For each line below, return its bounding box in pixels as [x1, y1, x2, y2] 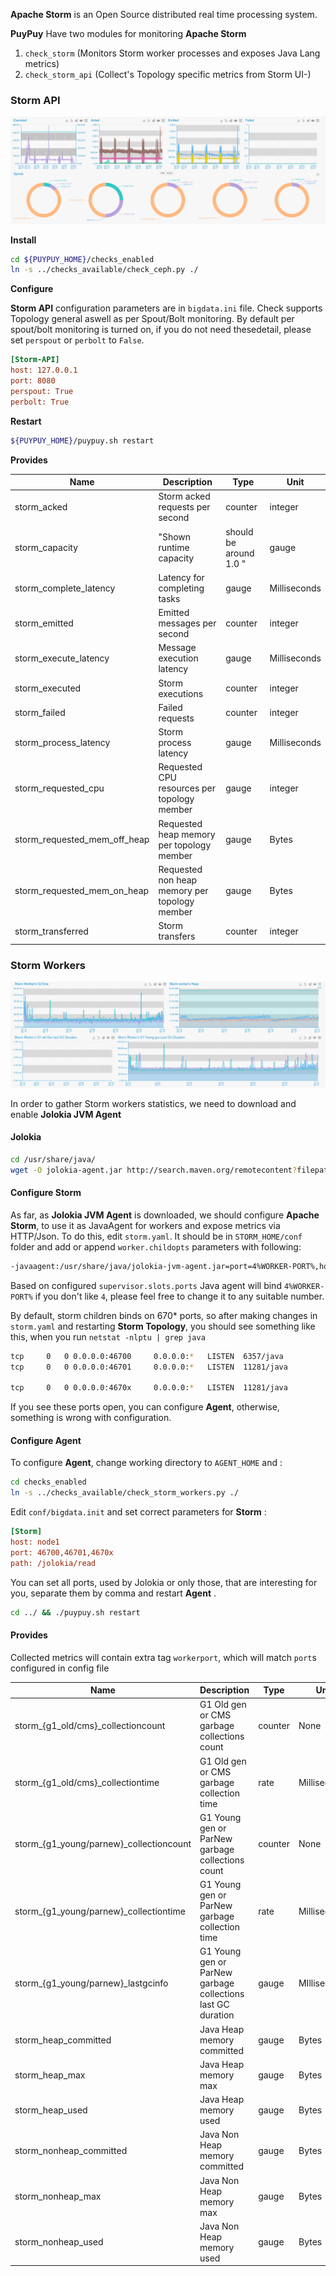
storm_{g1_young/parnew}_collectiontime [14, 1905, 186, 1917]
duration [199, 2009, 235, 2021]
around [225, 547, 255, 559]
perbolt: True [10, 397, 70, 407]
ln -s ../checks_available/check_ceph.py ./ [10, 265, 199, 275]
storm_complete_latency [14, 582, 116, 594]
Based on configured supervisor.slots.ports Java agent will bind [10, 1279, 282, 1291]
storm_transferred [14, 925, 89, 937]
